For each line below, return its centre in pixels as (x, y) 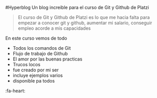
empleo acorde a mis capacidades (54, 28)
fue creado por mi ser (36, 70)
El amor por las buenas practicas (47, 59)
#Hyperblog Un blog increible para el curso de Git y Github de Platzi (77, 7)
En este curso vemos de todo (36, 38)
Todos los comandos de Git (42, 48)
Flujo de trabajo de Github (40, 54)
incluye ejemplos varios (38, 75)
